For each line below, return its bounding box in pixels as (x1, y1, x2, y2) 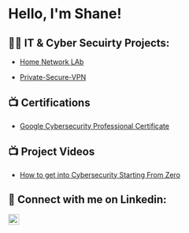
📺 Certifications (8, 96, 91, 110)
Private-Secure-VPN (19, 73, 87, 81)
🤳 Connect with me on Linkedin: (8, 193, 167, 206)
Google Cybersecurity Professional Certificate (19, 121, 169, 130)
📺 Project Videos (8, 145, 95, 159)
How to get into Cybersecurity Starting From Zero (19, 170, 181, 179)
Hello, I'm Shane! (8, 5, 122, 23)
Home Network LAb (19, 57, 84, 66)
